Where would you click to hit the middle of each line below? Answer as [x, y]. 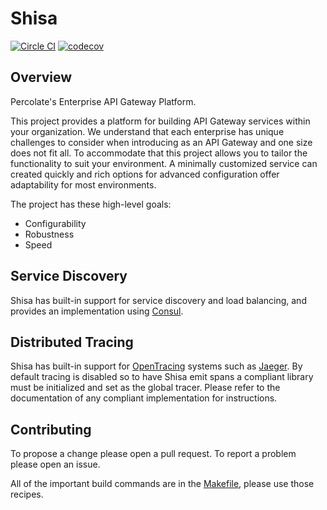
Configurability [55, 223]
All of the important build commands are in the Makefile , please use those [162, 484]
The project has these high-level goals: [91, 204]
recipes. [27, 494]
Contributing [51, 429]
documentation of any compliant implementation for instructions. [144, 398]
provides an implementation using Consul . [97, 311]
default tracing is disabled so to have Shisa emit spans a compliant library [162, 377]
